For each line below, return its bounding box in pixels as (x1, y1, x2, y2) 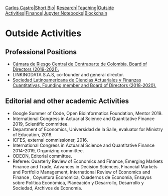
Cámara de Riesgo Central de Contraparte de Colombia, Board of (12, 61, 147, 67)
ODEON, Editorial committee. (12, 153, 73, 159)
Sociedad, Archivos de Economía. (12, 185, 83, 191)
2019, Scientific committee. (12, 121, 69, 127)
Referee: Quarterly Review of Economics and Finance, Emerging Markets (12, 158, 163, 164)
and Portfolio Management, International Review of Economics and (12, 169, 150, 175)
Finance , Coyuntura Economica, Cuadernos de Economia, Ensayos (12, 174, 152, 180)
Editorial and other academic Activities (5, 97, 129, 106)
